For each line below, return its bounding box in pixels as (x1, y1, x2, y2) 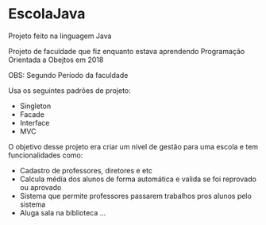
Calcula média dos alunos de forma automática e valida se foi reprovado (19, 174, 256, 184)
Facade (19, 109, 45, 119)
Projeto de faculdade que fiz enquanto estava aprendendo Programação (8, 46, 245, 56)
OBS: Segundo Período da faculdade (8, 70, 129, 80)
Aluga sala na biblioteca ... (19, 208, 106, 217)
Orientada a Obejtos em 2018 (8, 55, 104, 64)
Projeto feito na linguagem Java (8, 31, 112, 41)
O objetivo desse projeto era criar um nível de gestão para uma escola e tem (8, 142, 259, 151)
